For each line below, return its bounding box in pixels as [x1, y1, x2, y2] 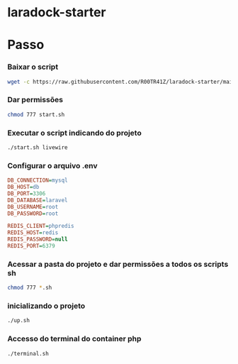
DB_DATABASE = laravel [7, 197, 69, 204]
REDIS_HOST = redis [7, 229, 59, 236]
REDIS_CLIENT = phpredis [7, 223, 74, 230]
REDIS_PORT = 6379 [7, 243, 55, 250]
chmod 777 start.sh [7, 111, 65, 118]
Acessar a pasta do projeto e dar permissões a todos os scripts [7, 259, 229, 269]
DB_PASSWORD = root [7, 210, 59, 217]
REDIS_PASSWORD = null [7, 236, 69, 243]
